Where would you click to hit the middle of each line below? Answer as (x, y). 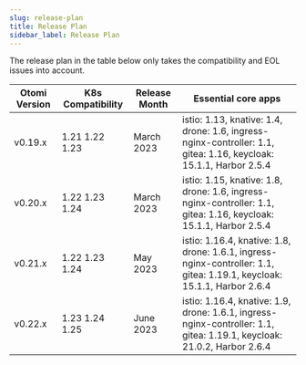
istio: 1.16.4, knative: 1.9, (236, 301)
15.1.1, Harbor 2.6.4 (226, 287)
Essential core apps (237, 99)
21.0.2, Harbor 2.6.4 (226, 347)
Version (33, 104)
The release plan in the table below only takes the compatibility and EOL (145, 61)
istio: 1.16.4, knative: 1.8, (236, 241)
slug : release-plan (46, 18)
